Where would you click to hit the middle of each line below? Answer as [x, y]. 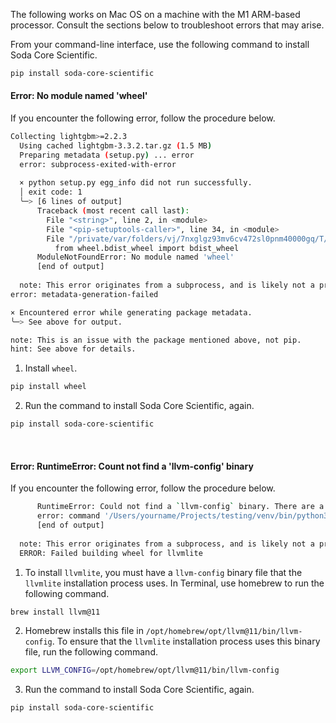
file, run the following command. [91, 652]
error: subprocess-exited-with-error [98, 164]
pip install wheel [48, 387]
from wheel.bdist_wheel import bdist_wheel [147, 248]
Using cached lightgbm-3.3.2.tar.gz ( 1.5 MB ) [116, 145]
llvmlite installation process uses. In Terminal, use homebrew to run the [174, 583]
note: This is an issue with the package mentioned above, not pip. [156, 340]
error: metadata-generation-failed [84, 294]
